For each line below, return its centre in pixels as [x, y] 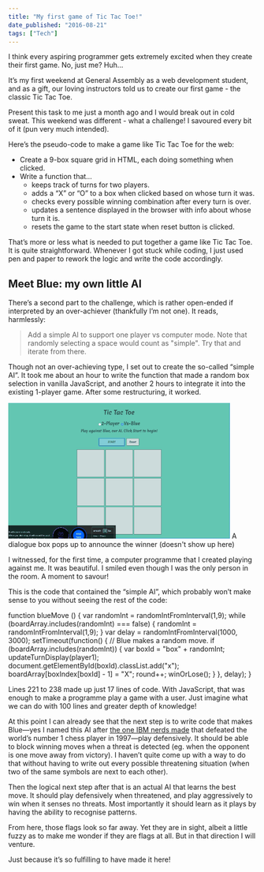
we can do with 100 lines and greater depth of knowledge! [102, 706]
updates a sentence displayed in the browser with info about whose [141, 210]
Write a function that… [56, 177]
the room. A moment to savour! [58, 577]
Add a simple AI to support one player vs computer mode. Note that [137, 335]
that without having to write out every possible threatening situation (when [129, 763]
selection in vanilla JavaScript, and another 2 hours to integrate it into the [127, 384]
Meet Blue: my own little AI [75, 284]
